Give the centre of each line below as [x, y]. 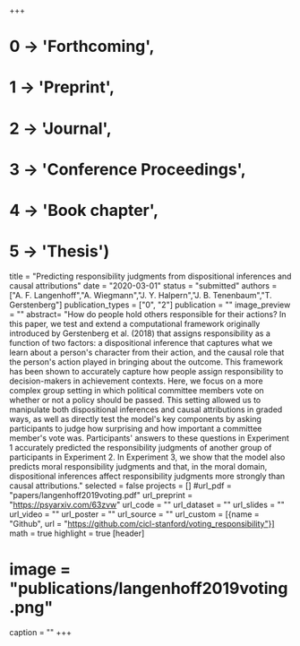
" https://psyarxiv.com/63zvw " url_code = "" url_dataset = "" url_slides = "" [147, 504]
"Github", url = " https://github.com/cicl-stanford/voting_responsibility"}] [142, 523]
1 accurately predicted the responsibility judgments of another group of [141, 447]
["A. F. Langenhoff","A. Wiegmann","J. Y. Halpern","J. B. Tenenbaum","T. [141, 295]
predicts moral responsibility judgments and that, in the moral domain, [138, 466]
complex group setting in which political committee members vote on [137, 390]
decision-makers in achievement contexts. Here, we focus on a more [136, 381]
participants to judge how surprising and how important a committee [136, 428]
